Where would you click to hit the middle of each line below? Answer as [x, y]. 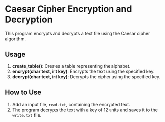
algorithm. [16, 39]
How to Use [23, 92]
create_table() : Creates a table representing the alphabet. [71, 66]
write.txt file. [27, 115]
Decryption [29, 20]
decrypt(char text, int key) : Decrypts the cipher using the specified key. [86, 77]
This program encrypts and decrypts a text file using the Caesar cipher [78, 33]
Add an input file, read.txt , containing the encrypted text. [71, 104]
